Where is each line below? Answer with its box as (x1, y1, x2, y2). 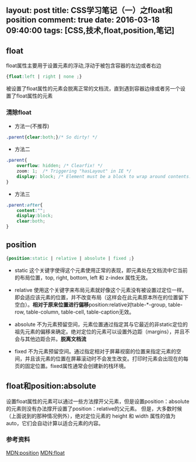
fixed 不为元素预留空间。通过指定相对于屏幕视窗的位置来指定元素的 (14, 348, 177, 355)
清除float (6, 109, 32, 116)
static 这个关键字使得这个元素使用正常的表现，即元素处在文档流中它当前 (14, 266, 188, 273)
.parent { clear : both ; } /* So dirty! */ (6, 134, 98, 140)
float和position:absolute (6, 381, 96, 391)
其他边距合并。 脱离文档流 (24, 335, 86, 342)
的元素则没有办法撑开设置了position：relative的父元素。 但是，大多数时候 (6, 405, 183, 412)
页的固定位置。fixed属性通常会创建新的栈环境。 (14, 362, 129, 369)
